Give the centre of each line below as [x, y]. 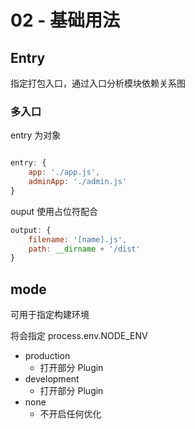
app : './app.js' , [64, 172]
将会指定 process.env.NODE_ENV [79, 336]
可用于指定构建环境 [50, 315]
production [47, 356]
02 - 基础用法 [65, 20]
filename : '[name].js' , [78, 239]
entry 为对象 [36, 135]
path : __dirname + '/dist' [84, 249]
